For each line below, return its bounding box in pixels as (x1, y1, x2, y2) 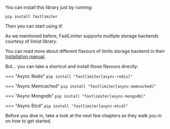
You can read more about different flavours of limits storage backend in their (5, 48, 165, 54)
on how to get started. (5, 118, 52, 124)
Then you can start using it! (5, 23, 62, 29)
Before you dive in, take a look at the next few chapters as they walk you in (5, 113, 162, 118)
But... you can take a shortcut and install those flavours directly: (5, 63, 139, 69)
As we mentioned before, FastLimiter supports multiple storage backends (5, 33, 159, 39)
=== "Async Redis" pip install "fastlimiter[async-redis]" (5, 73, 133, 79)
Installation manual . (5, 53, 46, 59)
